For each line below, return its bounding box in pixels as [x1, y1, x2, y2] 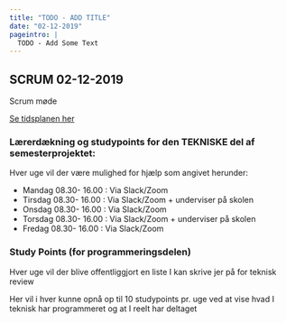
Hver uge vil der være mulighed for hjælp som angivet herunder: [9, 168, 249, 179]
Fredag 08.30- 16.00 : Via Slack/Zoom [22, 223, 164, 235]
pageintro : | [9, 30, 59, 39]
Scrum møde [9, 96, 58, 106]
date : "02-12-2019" [9, 22, 83, 31]
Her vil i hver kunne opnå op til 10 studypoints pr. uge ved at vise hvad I [9, 293, 275, 304]
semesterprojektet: [9, 146, 97, 159]
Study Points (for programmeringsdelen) [9, 245, 191, 258]
